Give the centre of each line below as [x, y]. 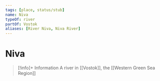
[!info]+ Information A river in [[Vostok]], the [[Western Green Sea [86, 68]
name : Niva [17, 15]
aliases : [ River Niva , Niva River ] [43, 29]
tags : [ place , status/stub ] [35, 10]
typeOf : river [20, 19]
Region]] [27, 73]
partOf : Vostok [21, 24]
